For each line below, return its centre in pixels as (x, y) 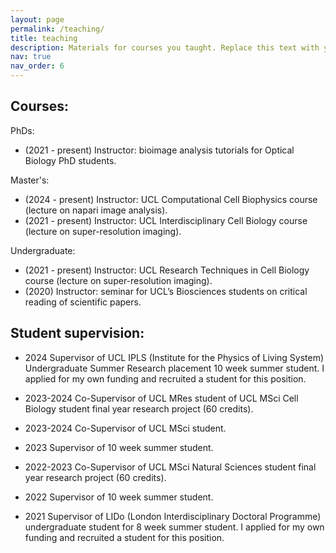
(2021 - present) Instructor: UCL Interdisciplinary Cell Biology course (166, 220)
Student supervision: (77, 333)
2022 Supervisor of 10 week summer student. (119, 497)
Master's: (30, 180)
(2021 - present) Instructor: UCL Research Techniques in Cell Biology (167, 270)
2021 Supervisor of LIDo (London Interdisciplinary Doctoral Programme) (173, 516)
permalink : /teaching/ (57, 29)
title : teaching (44, 38)
